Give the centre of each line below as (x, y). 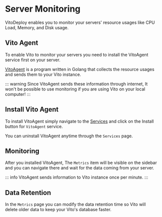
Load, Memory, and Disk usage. (37, 27)
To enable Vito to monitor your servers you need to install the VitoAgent (77, 54)
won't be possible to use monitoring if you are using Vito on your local (75, 89)
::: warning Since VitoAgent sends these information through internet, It (76, 84)
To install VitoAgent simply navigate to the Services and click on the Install (80, 121)
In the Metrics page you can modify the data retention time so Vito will (75, 204)
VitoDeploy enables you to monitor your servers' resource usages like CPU (80, 22)
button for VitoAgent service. (34, 126)
